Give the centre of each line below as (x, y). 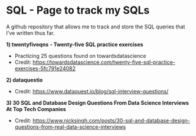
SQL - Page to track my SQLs (78, 10)
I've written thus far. (30, 33)
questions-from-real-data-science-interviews (70, 127)
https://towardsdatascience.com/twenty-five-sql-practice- (104, 62)
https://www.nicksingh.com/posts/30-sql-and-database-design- (111, 120)
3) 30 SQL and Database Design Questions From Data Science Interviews (97, 103)
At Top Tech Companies (36, 109)
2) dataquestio (24, 80)
